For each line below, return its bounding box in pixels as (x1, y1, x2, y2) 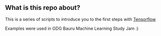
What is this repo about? (5, 4, 80, 12)
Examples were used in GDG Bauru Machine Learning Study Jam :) (5, 26, 139, 31)
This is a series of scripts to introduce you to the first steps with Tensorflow (5, 16, 156, 22)
